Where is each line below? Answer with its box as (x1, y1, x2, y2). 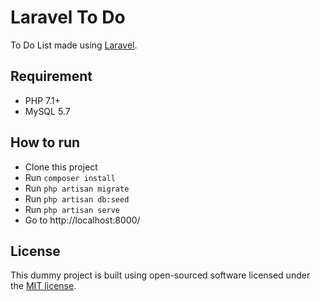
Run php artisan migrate (24, 182, 130, 194)
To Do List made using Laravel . (10, 39, 138, 51)
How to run (10, 134, 81, 151)
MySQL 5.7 (24, 105, 71, 117)
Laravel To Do (10, 6, 126, 29)
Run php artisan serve (24, 203, 120, 215)
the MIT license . (10, 280, 77, 292)
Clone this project (24, 161, 98, 173)
